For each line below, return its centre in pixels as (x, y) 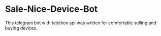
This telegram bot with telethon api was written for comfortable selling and (81, 23)
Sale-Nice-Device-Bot (51, 9)
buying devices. (21, 28)
